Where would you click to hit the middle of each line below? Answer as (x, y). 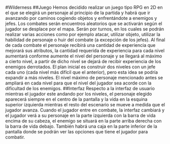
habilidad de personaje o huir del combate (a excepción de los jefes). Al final (85, 40)
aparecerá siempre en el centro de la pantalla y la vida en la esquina (76, 99)
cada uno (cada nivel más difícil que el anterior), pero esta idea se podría (82, 72)
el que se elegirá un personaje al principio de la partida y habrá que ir (78, 13)
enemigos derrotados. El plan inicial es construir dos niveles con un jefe (80, 67)
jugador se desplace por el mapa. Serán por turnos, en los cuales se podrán (85, 29)
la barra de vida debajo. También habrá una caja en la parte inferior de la (81, 126)
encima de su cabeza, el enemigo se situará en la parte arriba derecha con (83, 121)
